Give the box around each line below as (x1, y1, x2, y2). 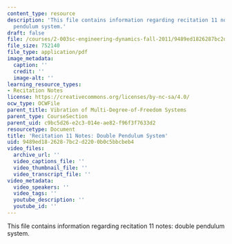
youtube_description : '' (13, 196, 85, 204)
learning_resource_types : (7, 81, 81, 88)
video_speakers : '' (13, 184, 70, 191)
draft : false (7, 29, 45, 37)
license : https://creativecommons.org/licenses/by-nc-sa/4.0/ (7, 94, 190, 101)
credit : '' (13, 68, 45, 75)
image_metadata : (7, 55, 54, 62)
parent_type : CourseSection (7, 113, 88, 120)
